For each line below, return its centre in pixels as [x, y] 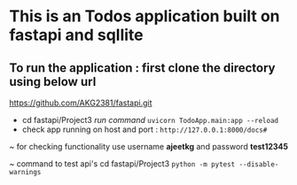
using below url [53, 81]
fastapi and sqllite [76, 35]
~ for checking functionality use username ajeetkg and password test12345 [149, 146]
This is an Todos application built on [145, 16]
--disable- [259, 165]
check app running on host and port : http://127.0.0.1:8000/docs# [145, 129]
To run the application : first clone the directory [142, 68]
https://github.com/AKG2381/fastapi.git [81, 103]
